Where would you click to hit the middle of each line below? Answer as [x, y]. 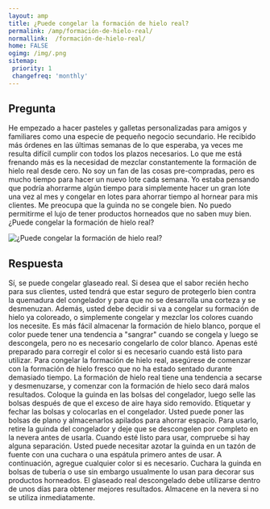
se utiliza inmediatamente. [52, 498]
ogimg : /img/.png [37, 53]
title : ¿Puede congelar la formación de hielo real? [99, 23]
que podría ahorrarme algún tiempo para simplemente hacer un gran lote [130, 188]
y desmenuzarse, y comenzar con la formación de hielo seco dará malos [129, 386]
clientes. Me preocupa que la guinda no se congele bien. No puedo [120, 205]
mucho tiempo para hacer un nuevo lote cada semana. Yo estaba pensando [134, 179]
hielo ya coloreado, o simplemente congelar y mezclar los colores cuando [131, 318]
